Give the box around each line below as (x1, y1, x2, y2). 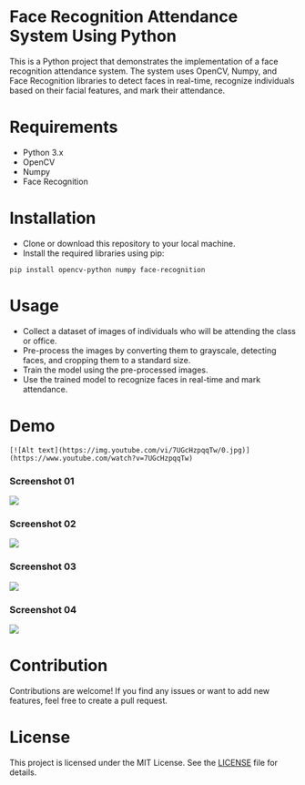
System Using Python (9, 25, 178, 46)
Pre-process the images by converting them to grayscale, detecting (22, 344, 277, 356)
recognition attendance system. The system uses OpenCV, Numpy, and (9, 66, 278, 76)
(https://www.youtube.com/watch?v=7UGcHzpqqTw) (9, 454, 194, 463)
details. (9, 767, 37, 778)
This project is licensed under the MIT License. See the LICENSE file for (9, 757, 279, 768)
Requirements (9, 117, 118, 138)
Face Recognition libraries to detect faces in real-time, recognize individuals (9, 75, 295, 86)
